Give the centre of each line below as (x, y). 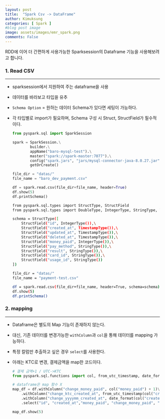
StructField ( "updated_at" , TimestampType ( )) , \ (70, 233)
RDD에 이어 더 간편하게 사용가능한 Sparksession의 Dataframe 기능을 (72, 52)
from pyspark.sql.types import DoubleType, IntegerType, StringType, (85, 210)
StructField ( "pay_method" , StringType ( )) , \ (67, 246)
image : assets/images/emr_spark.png (42, 32)
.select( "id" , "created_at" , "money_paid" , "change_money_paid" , (88, 403)
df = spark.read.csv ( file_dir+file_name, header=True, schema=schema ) (86, 287)
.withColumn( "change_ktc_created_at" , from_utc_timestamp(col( (87, 394)
